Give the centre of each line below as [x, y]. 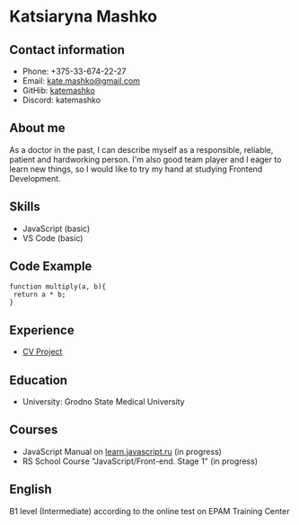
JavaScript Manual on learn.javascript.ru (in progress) [122, 451]
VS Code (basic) [53, 238]
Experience [42, 330]
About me [37, 128]
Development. [35, 178]
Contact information [67, 50]
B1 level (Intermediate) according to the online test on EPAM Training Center [149, 511]
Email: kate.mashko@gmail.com [81, 81]
